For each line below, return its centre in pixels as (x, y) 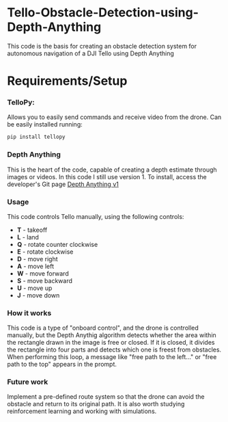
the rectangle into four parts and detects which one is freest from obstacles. (114, 350)
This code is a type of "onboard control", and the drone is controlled (103, 328)
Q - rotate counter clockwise (57, 244)
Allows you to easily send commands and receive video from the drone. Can (114, 117)
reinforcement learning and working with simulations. (82, 411)
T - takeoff (32, 230)
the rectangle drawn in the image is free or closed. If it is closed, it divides (111, 343)
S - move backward (45, 280)
